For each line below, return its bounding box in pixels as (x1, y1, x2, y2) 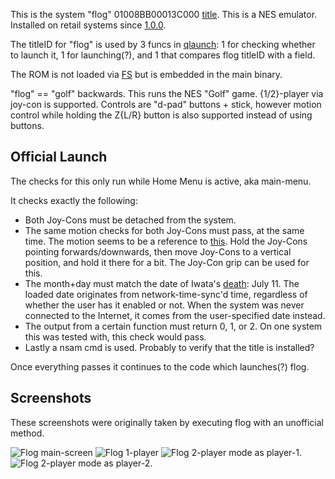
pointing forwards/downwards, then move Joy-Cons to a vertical (24, 245, 292, 258)
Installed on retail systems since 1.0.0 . (10, 19, 167, 31)
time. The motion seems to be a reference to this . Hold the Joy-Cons (24, 235, 308, 247)
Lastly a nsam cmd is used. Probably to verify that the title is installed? (24, 341, 315, 353)
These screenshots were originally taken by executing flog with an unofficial (10, 416, 325, 428)
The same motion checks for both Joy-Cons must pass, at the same (24, 224, 305, 236)
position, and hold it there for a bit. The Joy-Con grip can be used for (24, 256, 310, 268)
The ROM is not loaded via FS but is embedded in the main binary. (10, 69, 283, 80)
